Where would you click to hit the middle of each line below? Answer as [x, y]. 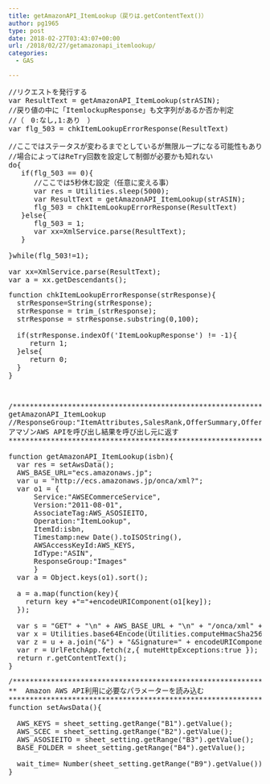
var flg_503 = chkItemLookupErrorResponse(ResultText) [119, 129]
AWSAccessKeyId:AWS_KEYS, [84, 545]
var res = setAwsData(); [65, 465]
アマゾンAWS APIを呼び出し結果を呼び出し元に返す [94, 431]
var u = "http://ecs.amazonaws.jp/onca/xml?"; [110, 481]
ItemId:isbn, [59, 529]
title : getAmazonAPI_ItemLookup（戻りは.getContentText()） [108, 16]
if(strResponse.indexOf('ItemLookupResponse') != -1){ [127, 335]
